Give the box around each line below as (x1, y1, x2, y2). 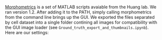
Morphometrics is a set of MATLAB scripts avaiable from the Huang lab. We (5, 4, 157, 10)
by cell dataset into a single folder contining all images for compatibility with (5, 19, 157, 25)
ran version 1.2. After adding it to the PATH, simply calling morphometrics (5, 9, 152, 15)
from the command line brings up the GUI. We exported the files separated (5, 14, 155, 20)
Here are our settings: (5, 30, 49, 35)
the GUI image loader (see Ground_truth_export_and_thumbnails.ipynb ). (5, 25, 149, 30)
